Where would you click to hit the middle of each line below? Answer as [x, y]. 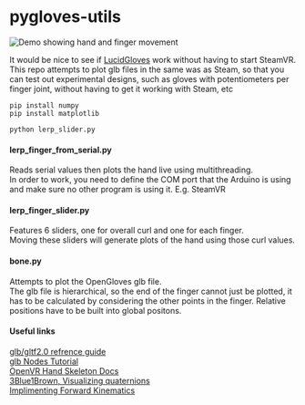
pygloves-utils [65, 17]
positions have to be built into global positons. [96, 310]
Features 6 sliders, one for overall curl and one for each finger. [127, 231]
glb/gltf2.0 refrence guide [58, 351]
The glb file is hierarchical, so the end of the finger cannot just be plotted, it [151, 291]
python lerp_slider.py [52, 130]
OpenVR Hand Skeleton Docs [64, 370]
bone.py [26, 261]
